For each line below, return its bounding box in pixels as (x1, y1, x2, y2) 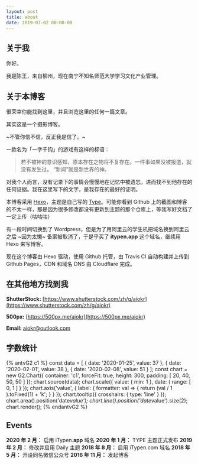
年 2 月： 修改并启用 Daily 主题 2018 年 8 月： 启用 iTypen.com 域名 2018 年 (6, 444, 190, 451)
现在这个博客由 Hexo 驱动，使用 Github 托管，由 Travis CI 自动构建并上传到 (6, 253, 189, 260)
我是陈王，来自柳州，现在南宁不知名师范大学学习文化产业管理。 (6, 72, 161, 80)
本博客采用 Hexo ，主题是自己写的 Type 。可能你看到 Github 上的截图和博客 (6, 199, 188, 205)
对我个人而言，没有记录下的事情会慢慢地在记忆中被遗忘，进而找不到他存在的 (6, 179, 193, 185)
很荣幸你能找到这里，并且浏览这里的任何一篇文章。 (6, 108, 131, 115)
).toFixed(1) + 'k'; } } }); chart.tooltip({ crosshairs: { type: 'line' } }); (6, 391, 167, 398)
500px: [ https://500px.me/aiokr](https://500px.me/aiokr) (6, 313, 146, 320)
